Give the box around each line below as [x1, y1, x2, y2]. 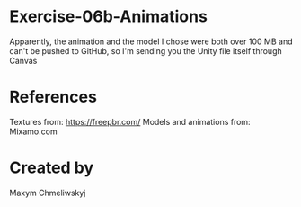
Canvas [9, 55, 38, 66]
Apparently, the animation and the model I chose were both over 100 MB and [9, 36, 293, 47]
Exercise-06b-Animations [9, 6, 208, 27]
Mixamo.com [9, 126, 58, 137]
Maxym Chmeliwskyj [9, 187, 86, 198]
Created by [9, 157, 94, 178]
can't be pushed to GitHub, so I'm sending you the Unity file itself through [9, 45, 283, 56]
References [9, 87, 97, 107]
